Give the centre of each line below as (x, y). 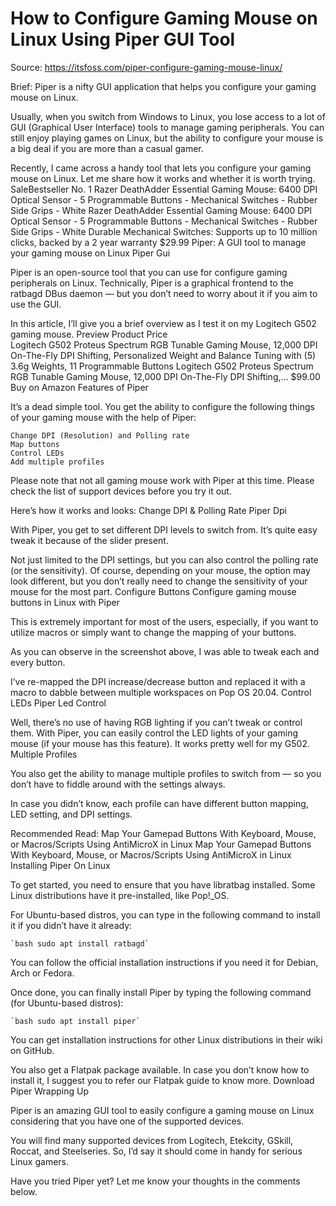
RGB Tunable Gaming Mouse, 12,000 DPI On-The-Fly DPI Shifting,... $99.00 (165, 376)
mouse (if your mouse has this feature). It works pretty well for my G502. (160, 743)
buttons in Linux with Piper (65, 602)
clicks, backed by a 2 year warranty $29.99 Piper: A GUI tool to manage (158, 242)
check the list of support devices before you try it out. (121, 491)
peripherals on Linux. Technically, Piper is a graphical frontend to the (152, 283)
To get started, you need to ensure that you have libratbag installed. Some (163, 884)
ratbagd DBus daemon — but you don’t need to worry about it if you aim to (164, 293)
